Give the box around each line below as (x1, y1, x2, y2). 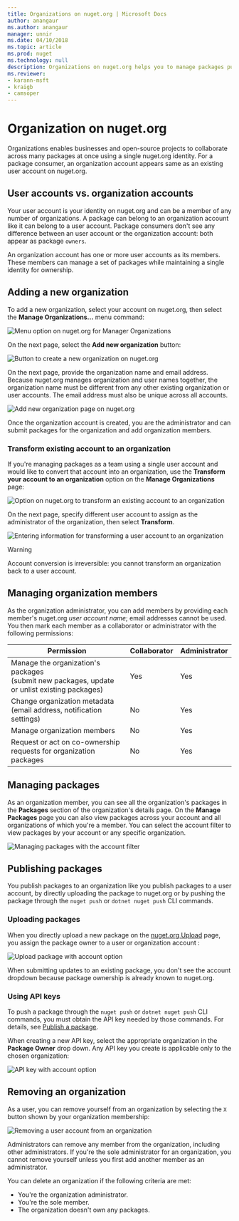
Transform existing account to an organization (7, 443, 171, 453)
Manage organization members (11, 725, 116, 735)
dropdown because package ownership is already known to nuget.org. (7, 973, 215, 982)
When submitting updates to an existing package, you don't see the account (7, 966, 231, 975)
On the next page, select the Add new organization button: (7, 340, 181, 349)
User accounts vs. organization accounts (7, 187, 193, 199)
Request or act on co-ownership (11, 737, 120, 747)
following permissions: (7, 628, 73, 638)
